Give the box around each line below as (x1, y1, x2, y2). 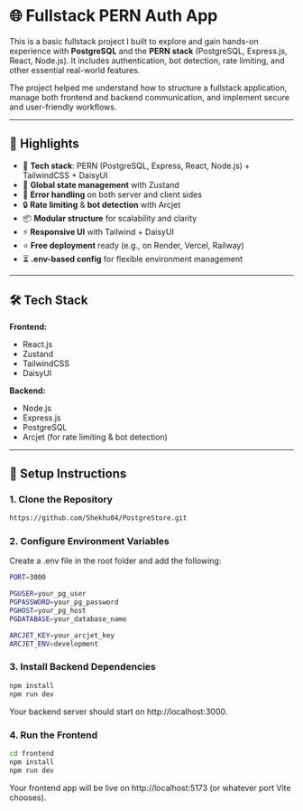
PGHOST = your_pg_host (9, 607, 87, 616)
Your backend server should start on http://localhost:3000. (9, 706, 228, 717)
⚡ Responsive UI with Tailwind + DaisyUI (22, 226, 174, 237)
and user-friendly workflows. (9, 101, 117, 112)
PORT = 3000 (9, 573, 47, 582)
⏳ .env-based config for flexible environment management (22, 253, 243, 264)
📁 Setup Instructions (9, 466, 127, 481)
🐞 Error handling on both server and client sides (22, 189, 203, 200)
